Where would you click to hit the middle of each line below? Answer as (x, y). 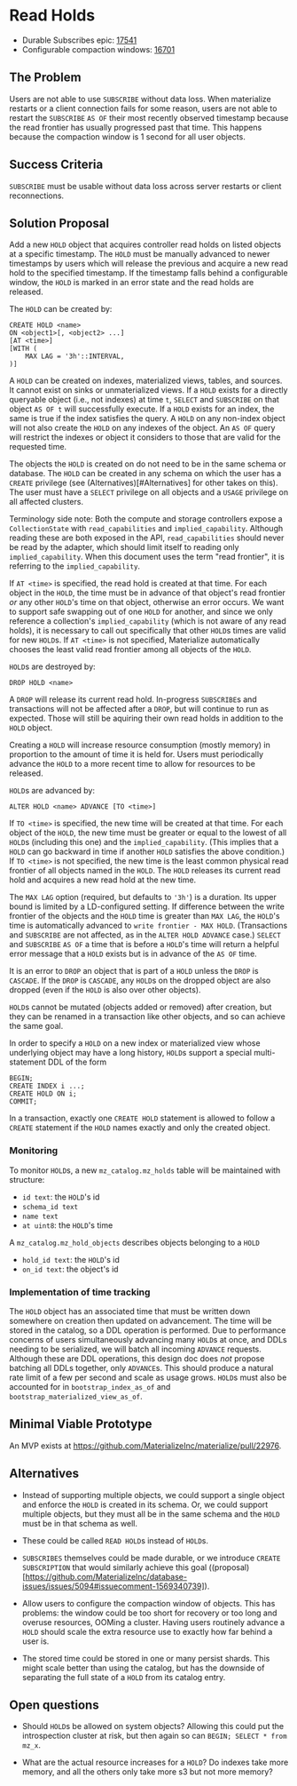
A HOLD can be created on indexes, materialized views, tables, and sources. (146, 381)
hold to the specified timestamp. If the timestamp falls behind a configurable (148, 273)
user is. (35, 1641)
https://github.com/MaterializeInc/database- (106, 1576)
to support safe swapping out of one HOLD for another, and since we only (141, 612)
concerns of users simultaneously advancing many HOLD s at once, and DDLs (148, 1339)
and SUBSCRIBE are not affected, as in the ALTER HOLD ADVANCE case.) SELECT (145, 935)
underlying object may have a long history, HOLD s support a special (131, 1053)
